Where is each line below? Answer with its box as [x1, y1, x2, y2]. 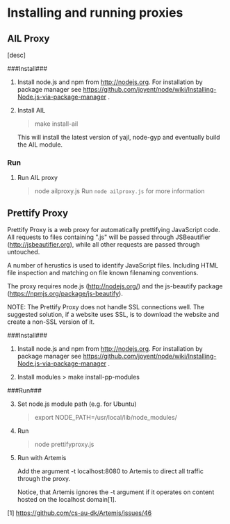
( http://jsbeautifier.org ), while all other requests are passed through [7, 240, 200, 249]
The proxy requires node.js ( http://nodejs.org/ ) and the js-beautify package [7, 282, 223, 290]
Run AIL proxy [17, 174, 58, 182]
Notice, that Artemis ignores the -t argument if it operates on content [17, 488, 215, 496]
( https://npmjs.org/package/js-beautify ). [7, 290, 123, 298]
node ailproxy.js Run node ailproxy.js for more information [34, 187, 205, 195]
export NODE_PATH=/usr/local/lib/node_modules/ [34, 414, 177, 422]
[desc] [7, 51, 26, 59]
